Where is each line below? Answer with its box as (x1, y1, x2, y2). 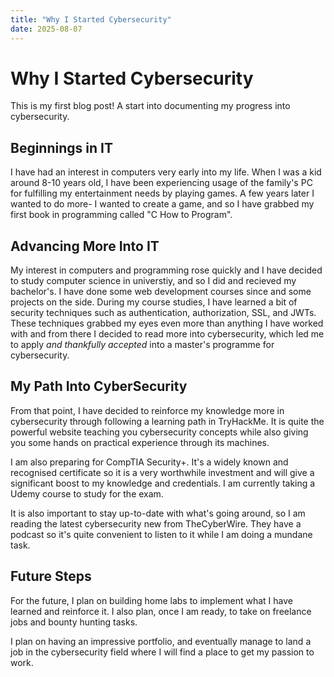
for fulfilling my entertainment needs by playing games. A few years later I (10, 187, 315, 200)
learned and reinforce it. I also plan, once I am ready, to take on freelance (10, 605, 312, 617)
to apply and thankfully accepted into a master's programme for (10, 339, 275, 351)
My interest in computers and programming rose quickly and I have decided (10, 264, 323, 276)
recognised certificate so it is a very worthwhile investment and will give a (10, 466, 315, 478)
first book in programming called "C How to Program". (10, 209, 233, 221)
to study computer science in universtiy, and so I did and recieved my (10, 275, 297, 287)
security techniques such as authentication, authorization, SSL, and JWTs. (10, 307, 317, 319)
